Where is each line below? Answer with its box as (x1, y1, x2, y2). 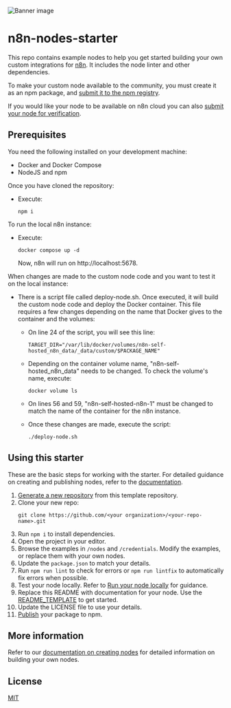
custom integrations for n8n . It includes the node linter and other (8, 61, 191, 69)
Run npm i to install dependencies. (17, 530, 115, 538)
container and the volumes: (17, 314, 95, 323)
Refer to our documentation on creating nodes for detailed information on (8, 648, 215, 656)
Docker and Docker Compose (17, 160, 102, 169)
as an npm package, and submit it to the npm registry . (8, 88, 160, 96)
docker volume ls (27, 387, 78, 394)
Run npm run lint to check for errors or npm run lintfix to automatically (17, 566, 224, 575)
